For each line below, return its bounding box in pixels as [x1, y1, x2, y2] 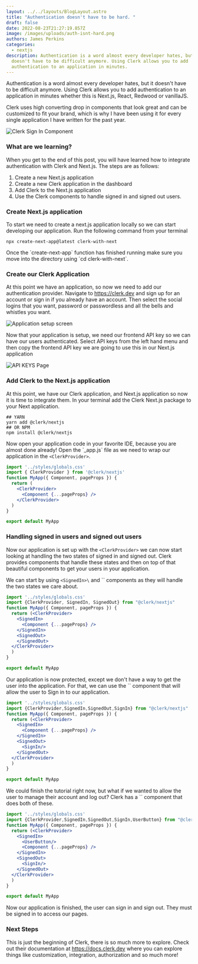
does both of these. [6, 800, 54, 807]
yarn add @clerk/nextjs [6, 419, 65, 425]
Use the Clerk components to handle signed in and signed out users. [14, 193, 181, 200]
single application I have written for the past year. [6, 117, 126, 124]
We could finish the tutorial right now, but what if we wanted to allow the [6, 787, 181, 794]
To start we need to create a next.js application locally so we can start [6, 221, 176, 228]
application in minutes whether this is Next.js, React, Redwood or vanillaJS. [6, 92, 189, 99]
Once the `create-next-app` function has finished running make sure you [6, 249, 183, 256]
